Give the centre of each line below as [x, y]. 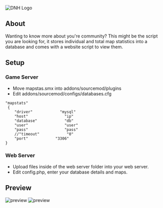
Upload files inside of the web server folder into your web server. [80, 166]
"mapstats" [17, 103]
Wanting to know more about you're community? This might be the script [81, 36]
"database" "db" [44, 121]
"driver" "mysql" [45, 112]
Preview [19, 188]
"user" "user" [46, 125]
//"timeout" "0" [44, 134]
